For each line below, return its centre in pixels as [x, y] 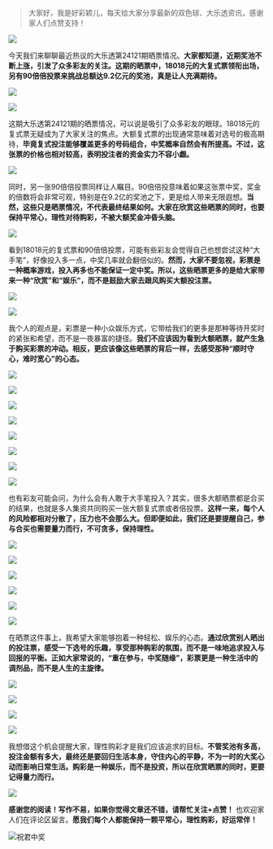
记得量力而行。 [33, 777]
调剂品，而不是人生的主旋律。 [58, 668]
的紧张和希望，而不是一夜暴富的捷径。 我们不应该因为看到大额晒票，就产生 [133, 338]
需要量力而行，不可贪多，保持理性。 [97, 529]
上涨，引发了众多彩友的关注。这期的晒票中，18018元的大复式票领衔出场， [139, 66]
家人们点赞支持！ [57, 23]
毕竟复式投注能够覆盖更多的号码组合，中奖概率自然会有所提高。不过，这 [144, 144]
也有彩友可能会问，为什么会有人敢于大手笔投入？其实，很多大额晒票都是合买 [136, 498]
